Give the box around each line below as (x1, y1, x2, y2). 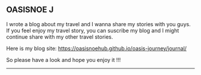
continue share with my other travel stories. (6, 33, 114, 40)
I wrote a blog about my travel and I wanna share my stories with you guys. (6, 20, 191, 27)
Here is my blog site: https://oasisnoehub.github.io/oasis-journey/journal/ (6, 45, 187, 52)
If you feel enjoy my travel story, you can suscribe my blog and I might (6, 27, 179, 34)
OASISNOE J (6, 5, 54, 15)
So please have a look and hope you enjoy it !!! (6, 56, 121, 63)
